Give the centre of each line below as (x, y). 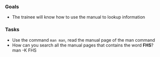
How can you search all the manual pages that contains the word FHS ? (83, 45)
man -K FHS (24, 50)
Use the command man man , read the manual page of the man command (83, 40)
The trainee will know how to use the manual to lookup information (79, 17)
